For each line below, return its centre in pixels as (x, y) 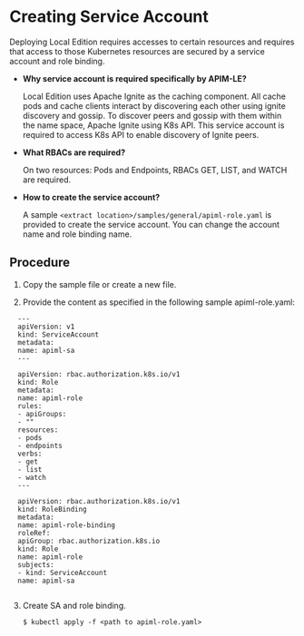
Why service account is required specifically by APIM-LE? (134, 78)
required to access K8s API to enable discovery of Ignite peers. (141, 134)
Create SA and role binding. (74, 605)
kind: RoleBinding (53, 509)
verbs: (30, 454)
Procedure (40, 263)
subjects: (36, 564)
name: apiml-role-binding (67, 525)
